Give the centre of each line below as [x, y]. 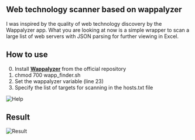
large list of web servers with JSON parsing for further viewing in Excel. [92, 36]
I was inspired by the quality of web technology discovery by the [84, 23]
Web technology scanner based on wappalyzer [94, 10]
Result [18, 117]
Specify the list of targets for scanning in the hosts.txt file [84, 87]
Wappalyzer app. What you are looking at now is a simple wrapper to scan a [98, 30]
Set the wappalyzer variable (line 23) [59, 81]
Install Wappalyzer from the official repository [70, 69]
